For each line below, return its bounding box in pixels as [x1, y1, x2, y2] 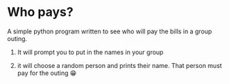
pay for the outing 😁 [17, 69, 77, 77]
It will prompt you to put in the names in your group [17, 48, 164, 56]
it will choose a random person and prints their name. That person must [17, 61, 222, 69]
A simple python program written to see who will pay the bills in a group [7, 27, 212, 35]
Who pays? [7, 4, 74, 20]
